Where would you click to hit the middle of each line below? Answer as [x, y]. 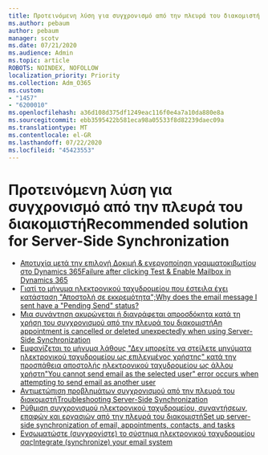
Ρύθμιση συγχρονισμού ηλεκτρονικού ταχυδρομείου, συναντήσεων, [134, 408]
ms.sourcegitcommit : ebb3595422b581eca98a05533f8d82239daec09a [116, 120]
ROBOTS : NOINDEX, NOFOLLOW [53, 68]
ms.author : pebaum [39, 23]
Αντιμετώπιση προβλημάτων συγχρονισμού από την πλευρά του [127, 391]
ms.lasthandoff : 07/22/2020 [55, 142]
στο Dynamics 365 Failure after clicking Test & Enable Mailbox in [125, 272]
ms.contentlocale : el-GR [50, 135]
